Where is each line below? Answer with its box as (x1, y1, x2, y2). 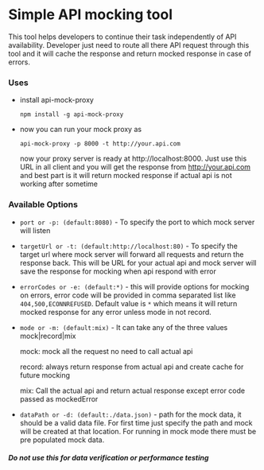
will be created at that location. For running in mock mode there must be (19, 426, 257, 436)
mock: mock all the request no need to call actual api (19, 346, 193, 355)
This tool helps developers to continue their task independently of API (8, 32, 237, 41)
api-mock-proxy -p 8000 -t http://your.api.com (19, 140, 181, 148)
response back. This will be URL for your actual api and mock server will (19, 258, 257, 267)
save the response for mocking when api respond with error (19, 266, 216, 276)
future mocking (19, 370, 70, 379)
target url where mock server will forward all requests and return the (19, 249, 244, 259)
